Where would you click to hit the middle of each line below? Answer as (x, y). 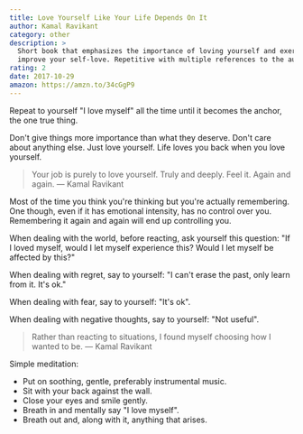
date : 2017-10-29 (42, 77)
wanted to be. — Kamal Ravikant (92, 346)
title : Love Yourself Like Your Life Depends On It (108, 18)
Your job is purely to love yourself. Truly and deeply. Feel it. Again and (161, 174)
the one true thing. (44, 120)
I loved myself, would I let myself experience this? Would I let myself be (142, 247)
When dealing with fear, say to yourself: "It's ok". (100, 301)
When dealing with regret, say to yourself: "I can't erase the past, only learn (150, 274)
